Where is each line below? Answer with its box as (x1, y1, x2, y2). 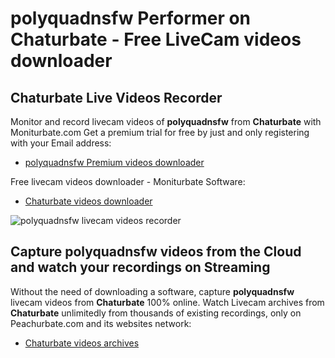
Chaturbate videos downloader (24, 195, 153, 207)
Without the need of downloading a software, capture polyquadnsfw (10, 285, 295, 297)
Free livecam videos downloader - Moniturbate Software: (10, 176, 246, 187)
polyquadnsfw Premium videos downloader (24, 157, 205, 168)
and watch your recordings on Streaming (10, 259, 271, 276)
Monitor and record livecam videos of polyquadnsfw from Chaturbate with (10, 116, 322, 127)
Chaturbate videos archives (24, 337, 140, 349)
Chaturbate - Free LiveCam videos (10, 28, 302, 51)
